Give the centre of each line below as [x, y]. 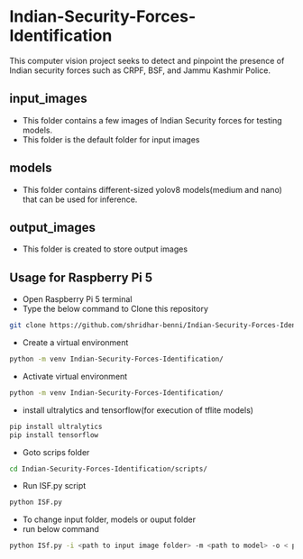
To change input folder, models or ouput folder [109, 519]
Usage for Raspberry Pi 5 [81, 277]
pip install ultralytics [56, 426]
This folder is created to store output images [105, 249]
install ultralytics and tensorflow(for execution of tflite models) [138, 410]
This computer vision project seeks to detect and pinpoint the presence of [147, 60]
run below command [60, 529]
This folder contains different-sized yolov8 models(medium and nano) [152, 189]
